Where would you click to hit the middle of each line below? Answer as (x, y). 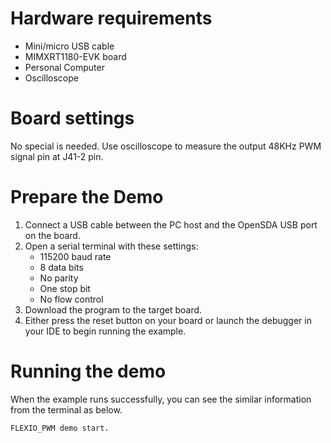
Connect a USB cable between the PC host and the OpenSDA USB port (171, 224)
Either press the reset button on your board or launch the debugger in (168, 320)
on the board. (52, 235)
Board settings (72, 118)
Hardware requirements (111, 18)
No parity (59, 278)
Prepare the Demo (87, 197)
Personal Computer (64, 67)
